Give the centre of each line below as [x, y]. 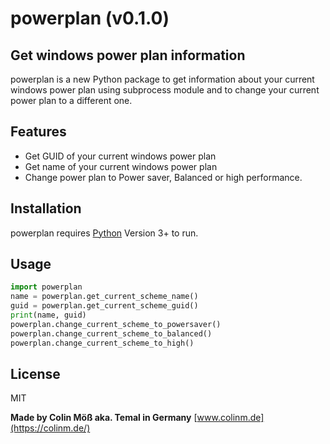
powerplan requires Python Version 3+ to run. [104, 233]
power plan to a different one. [71, 100]
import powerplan [46, 287]
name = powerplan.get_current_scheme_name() [104, 297]
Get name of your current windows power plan [121, 166]
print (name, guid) [48, 315]
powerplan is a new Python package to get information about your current [162, 79]
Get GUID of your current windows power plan [120, 156]
